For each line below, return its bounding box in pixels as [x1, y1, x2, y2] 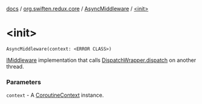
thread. [6, 63, 24, 70]
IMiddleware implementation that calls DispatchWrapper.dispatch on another [6, 57, 197, 64]
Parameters [6, 78, 41, 86]
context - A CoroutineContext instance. [6, 91, 104, 99]
